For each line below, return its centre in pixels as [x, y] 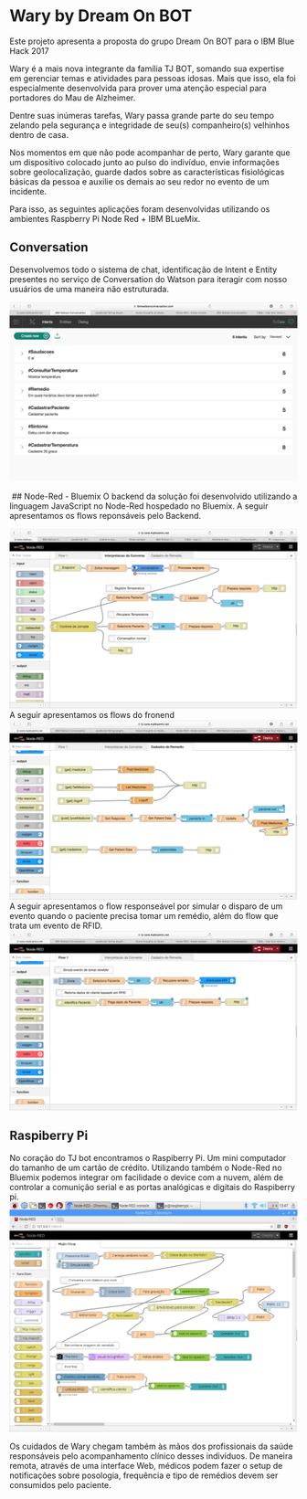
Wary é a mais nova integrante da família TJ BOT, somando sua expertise [147, 69]
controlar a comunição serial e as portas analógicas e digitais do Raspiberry [152, 1187]
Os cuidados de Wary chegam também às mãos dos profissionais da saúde [152, 1446]
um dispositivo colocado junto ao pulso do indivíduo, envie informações [145, 162]
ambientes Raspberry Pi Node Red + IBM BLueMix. [105, 218]
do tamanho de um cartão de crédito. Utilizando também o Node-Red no [146, 1167]
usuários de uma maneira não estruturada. [89, 289]
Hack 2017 [29, 50]
